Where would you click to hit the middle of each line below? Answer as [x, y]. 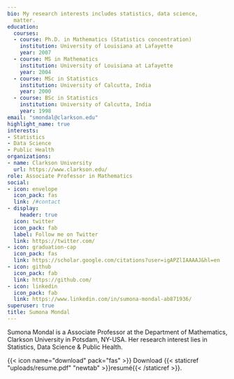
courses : [26, 33]
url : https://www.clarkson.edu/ [61, 169]
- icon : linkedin [32, 286]
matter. [25, 20]
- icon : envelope [32, 189]
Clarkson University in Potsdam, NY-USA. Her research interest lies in [108, 339]
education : [23, 27]
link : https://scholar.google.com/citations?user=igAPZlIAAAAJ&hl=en [117, 260]
